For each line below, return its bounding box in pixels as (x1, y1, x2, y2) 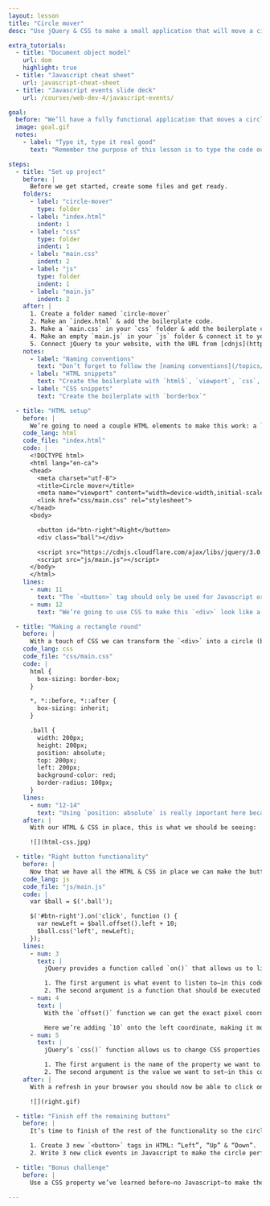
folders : (22, 190, 52, 198)
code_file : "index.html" (22, 436, 106, 445)
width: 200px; (37, 733, 84, 741)
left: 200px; (37, 764, 81, 772)
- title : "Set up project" (15, 167, 106, 176)
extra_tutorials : (8, 41, 67, 49)
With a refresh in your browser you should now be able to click (29, 1083, 253, 1091)
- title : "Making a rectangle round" (15, 622, 142, 630)
